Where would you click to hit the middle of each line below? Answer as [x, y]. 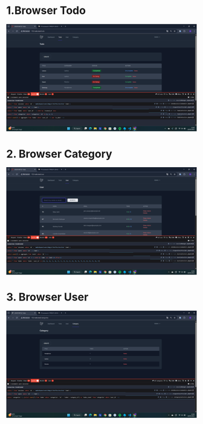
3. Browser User [47, 297]
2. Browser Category [60, 154]
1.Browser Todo [46, 11]
